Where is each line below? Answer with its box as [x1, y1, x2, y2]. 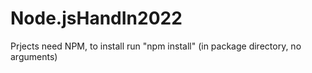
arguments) [10, 50, 58, 62]
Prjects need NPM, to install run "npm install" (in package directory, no [10, 40, 302, 52]
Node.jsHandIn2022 [10, 7, 183, 30]
